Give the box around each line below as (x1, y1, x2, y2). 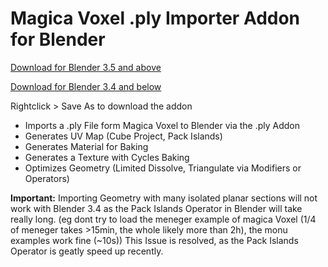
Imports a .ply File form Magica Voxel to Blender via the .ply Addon (24, 119, 301, 131)
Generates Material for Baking (24, 140, 149, 152)
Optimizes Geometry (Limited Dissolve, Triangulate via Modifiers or (24, 162, 302, 174)
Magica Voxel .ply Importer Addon (10, 7, 301, 30)
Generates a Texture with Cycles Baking (24, 151, 190, 163)
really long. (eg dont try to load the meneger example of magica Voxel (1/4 (10, 213, 317, 225)
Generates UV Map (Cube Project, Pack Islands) (24, 130, 223, 142)
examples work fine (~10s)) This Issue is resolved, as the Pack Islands (10, 234, 299, 246)
